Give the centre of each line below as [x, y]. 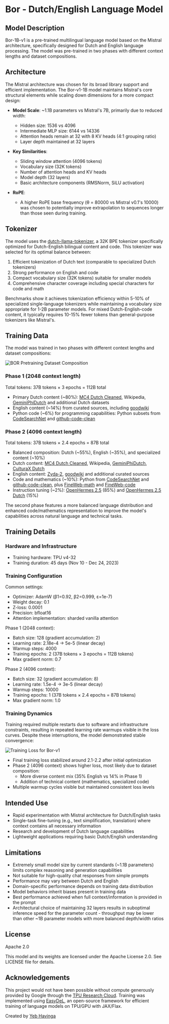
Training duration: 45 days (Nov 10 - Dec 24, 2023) [66, 563]
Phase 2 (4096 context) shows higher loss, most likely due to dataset [84, 765]
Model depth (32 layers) [45, 177]
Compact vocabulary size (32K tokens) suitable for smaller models [82, 278]
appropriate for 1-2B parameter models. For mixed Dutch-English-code [79, 309]
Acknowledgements [38, 978]
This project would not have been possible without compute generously [80, 990]
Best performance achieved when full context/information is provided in [87, 897]
